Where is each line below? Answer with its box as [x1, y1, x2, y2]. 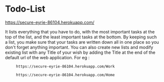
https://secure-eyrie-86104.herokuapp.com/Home [16, 72, 115, 77]
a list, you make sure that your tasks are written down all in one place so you [5, 39, 159, 45]
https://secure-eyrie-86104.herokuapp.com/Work [16, 64, 115, 69]
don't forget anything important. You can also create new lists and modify [5, 44, 153, 50]
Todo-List [5, 3, 46, 15]
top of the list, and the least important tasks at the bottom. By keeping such [5, 34, 157, 40]
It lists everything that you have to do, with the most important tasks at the [5, 29, 155, 34]
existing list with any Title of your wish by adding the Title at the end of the [5, 49, 156, 55]
